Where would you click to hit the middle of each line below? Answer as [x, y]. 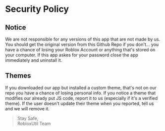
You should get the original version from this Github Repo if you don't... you [82, 44]
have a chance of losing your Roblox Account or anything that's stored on [80, 50]
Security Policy [37, 9]
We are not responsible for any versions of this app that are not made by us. [83, 39]
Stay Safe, [28, 118]
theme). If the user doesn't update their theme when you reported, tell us [80, 103]
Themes [18, 76]
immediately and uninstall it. [34, 60]
